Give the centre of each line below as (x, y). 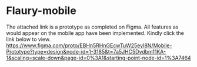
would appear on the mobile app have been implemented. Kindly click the (95, 33)
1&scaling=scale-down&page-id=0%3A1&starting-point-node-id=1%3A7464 (98, 58)
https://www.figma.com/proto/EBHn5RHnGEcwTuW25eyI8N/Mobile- (89, 45)
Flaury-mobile (41, 11)
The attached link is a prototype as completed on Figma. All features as (92, 27)
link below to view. (29, 39)
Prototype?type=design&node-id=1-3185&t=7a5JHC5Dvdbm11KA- (86, 51)
